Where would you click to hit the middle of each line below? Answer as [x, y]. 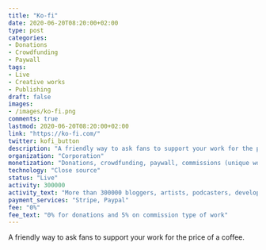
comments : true [33, 119]
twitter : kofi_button [44, 141]
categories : [28, 38]
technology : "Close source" [55, 171]
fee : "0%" [25, 207]
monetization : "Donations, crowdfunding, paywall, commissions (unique [129, 163]
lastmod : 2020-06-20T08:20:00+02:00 [68, 126]
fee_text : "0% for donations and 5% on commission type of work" [118, 215]
